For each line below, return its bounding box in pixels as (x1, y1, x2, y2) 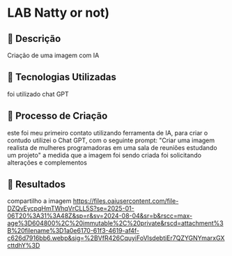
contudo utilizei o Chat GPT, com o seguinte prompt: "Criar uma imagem (7, 136, 215, 144)
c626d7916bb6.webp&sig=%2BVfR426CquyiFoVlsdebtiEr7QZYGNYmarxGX (7, 234, 225, 242)
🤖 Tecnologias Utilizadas (7, 71, 116, 83)
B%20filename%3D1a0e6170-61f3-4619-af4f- (7, 227, 139, 235)
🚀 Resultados (7, 179, 66, 190)
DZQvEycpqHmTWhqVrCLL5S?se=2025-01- (7, 204, 134, 213)
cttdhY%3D (7, 241, 40, 250)
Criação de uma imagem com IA (7, 51, 100, 59)
